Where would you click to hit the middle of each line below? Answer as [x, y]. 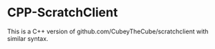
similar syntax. [28, 38]
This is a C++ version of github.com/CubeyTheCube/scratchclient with [108, 31]
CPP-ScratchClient [63, 13]
